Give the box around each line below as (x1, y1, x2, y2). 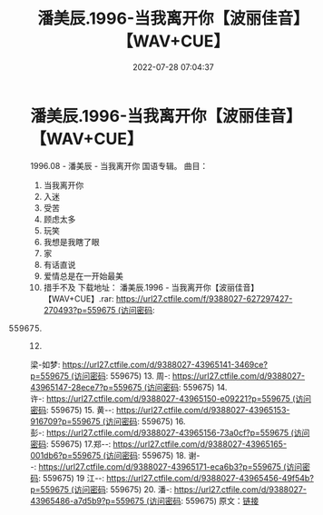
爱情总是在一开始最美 (43, 270, 123, 282)
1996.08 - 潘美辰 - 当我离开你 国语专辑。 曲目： (30, 160, 209, 171)
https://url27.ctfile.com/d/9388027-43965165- (113, 438, 287, 450)
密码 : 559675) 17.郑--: (30, 438, 112, 450)
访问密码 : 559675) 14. (146, 381, 228, 392)
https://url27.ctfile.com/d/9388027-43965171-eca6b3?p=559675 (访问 (38, 461, 303, 472)
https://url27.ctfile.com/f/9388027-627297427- (115, 292, 293, 304)
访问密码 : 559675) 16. (105, 415, 186, 427)
